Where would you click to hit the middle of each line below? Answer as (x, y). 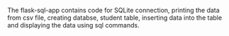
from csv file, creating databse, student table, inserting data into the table (114, 18)
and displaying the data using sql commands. (73, 25)
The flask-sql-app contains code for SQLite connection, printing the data (113, 10)
